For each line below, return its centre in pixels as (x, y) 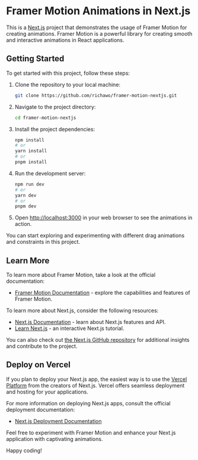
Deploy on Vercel (39, 365)
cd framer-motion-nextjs (45, 118)
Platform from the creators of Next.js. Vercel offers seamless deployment (95, 385)
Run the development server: (50, 173)
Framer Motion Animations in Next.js (98, 11)
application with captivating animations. (55, 439)
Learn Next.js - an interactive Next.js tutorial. (69, 329)
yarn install (31, 151)
